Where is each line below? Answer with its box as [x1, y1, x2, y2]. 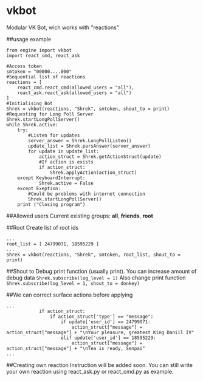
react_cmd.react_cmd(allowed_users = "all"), [17, 84, 135, 91]
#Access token [6, 63, 43, 69]
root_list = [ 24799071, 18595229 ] [6, 241, 99, 247]
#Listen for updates [28, 132, 80, 139]
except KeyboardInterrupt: [17, 174, 86, 181]
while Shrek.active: [6, 122, 59, 128]
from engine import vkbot [6, 47, 72, 53]
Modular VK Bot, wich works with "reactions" [6, 24, 120, 31]
